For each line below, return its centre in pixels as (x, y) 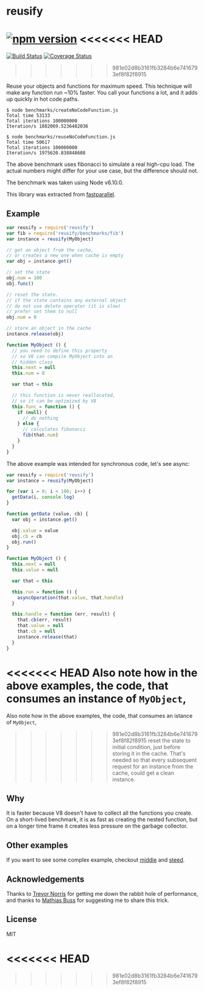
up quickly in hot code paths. (43, 99)
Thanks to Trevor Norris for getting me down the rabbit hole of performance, (102, 893)
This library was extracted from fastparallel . (61, 195)
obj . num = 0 (21, 317)
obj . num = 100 (24, 278)
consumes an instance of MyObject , (97, 699)
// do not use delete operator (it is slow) (64, 306)
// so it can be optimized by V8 (54, 401)
